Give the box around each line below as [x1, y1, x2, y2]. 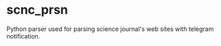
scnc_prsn [6, 2, 68, 18]
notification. [6, 32, 41, 40]
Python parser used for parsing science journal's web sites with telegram [6, 25, 214, 33]
